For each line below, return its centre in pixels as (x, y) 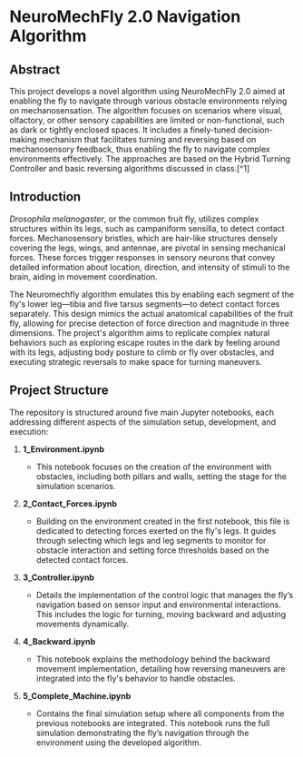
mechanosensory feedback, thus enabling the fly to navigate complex (140, 149)
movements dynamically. (83, 624)
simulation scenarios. (76, 486)
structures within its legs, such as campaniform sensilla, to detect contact (147, 228)
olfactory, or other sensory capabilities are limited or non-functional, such (147, 120)
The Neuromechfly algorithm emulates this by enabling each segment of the (152, 294)
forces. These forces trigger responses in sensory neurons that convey (142, 257)
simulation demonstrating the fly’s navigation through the (142, 732)
